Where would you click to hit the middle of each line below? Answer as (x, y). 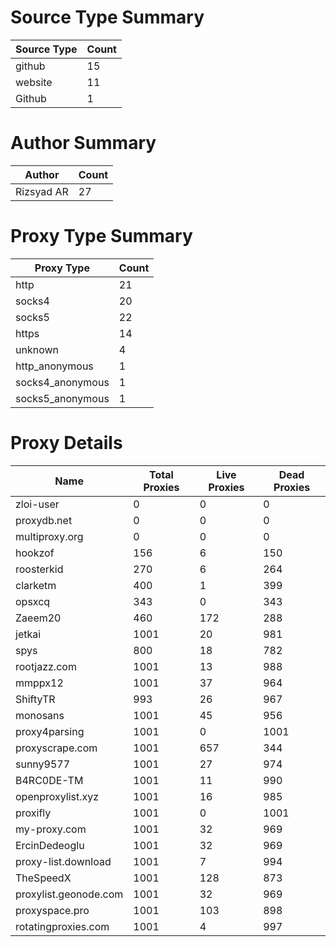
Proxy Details (66, 443)
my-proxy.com (51, 829)
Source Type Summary (107, 17)
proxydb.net (44, 520)
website (34, 82)
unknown (37, 349)
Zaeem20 (38, 618)
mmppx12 (39, 683)
